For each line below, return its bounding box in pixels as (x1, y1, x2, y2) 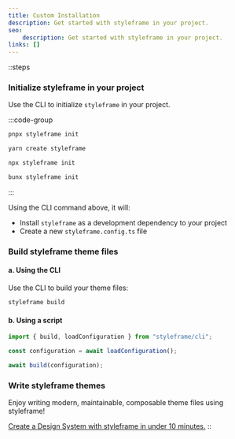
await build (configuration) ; (8, 361, 104, 369)
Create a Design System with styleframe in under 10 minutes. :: (8, 422, 212, 431)
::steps (8, 62, 31, 72)
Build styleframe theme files (8, 246, 119, 257)
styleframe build (8, 299, 65, 307)
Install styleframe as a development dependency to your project (19, 218, 228, 227)
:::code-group (8, 115, 53, 125)
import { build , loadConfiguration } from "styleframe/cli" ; (8, 333, 213, 341)
